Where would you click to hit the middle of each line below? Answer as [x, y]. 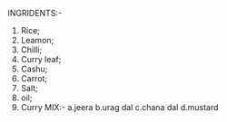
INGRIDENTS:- [35, 13]
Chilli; [31, 50]
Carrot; [34, 79]
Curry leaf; [41, 59]
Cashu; [34, 69]
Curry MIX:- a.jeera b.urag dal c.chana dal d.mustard [119, 107]
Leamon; [37, 40]
